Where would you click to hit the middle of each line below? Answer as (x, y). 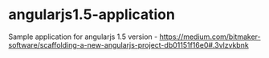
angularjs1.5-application (92, 15)
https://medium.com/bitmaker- (210, 37)
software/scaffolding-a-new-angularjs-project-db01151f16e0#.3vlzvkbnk (128, 44)
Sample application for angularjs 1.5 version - (83, 37)
